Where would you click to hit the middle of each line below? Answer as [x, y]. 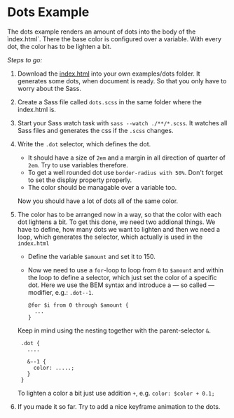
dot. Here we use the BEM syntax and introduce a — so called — [121, 285]
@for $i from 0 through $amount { [78, 305]
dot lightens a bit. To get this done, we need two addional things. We [116, 222]
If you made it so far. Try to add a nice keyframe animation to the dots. [119, 406]
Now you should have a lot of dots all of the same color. [98, 201]
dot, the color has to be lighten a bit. [60, 46]
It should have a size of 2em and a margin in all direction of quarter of [126, 158]
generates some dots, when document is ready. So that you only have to [122, 81]
